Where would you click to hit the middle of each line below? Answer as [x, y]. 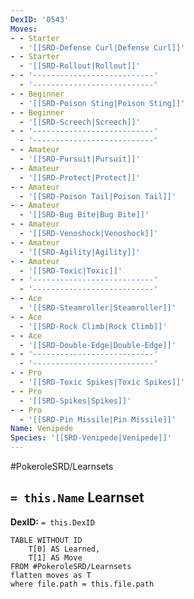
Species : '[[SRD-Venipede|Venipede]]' [91, 438]
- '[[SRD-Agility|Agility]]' [80, 252]
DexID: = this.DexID [52, 522]
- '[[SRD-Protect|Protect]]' [80, 177]
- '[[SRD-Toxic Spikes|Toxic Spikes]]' [102, 382]
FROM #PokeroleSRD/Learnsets [71, 566]
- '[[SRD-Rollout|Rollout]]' [80, 66]
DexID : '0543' [40, 19]
